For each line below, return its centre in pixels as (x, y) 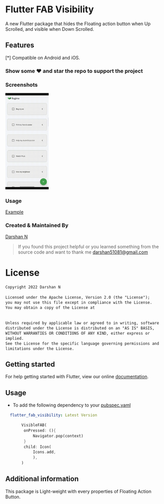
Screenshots (22, 85)
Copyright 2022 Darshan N (33, 287)
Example (15, 212)
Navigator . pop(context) (58, 436)
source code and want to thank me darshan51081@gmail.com (83, 252)
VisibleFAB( (34, 425)
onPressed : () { (40, 430)
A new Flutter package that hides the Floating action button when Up (78, 24)
